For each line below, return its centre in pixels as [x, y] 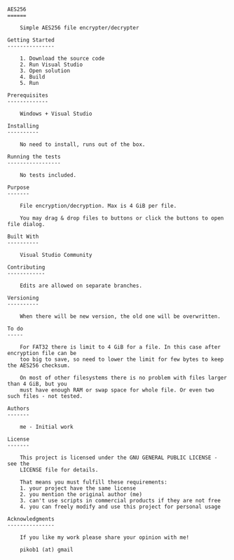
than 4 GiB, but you [37, 384]
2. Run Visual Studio [51, 65]
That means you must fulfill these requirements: [94, 482]
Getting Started [31, 40]
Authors [19, 408]
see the [19, 464]
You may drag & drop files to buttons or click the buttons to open [122, 218]
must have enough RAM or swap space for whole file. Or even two [117, 390]
